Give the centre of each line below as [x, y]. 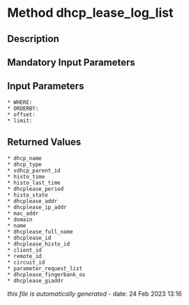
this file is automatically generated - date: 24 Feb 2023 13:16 [95, 293]
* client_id [24, 250]
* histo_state [28, 195]
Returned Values [44, 142]
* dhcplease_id [29, 238]
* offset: [22, 114]
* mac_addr [23, 213]
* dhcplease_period [36, 189]
